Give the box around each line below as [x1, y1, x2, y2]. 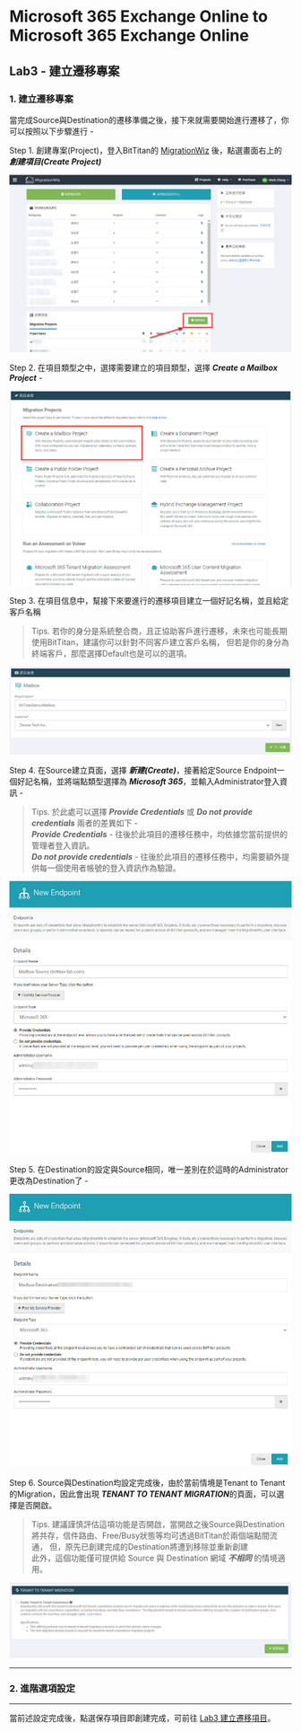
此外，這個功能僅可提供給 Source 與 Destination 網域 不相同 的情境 [30, 1552, 278, 1564]
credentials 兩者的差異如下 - [30, 817, 139, 828]
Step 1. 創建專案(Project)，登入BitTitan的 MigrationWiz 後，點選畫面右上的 [9, 145, 282, 155]
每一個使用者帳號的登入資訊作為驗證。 [39, 862, 181, 873]
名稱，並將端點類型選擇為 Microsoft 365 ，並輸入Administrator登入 [32, 775, 280, 787]
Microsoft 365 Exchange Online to [9, 6, 269, 27]
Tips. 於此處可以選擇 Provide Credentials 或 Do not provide [30, 806, 254, 817]
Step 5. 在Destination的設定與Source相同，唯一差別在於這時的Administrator [9, 1163, 289, 1174]
